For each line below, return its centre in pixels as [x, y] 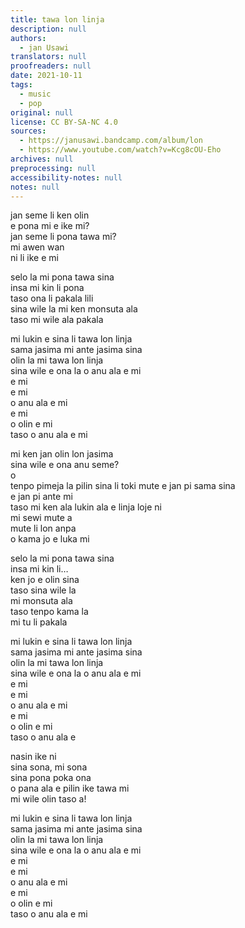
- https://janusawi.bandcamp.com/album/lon [111, 141]
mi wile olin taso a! [48, 799]
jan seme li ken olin [50, 215]
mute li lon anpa [43, 528]
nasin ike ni [33, 757]
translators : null [48, 57]
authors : [28, 38]
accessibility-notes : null [66, 177]
